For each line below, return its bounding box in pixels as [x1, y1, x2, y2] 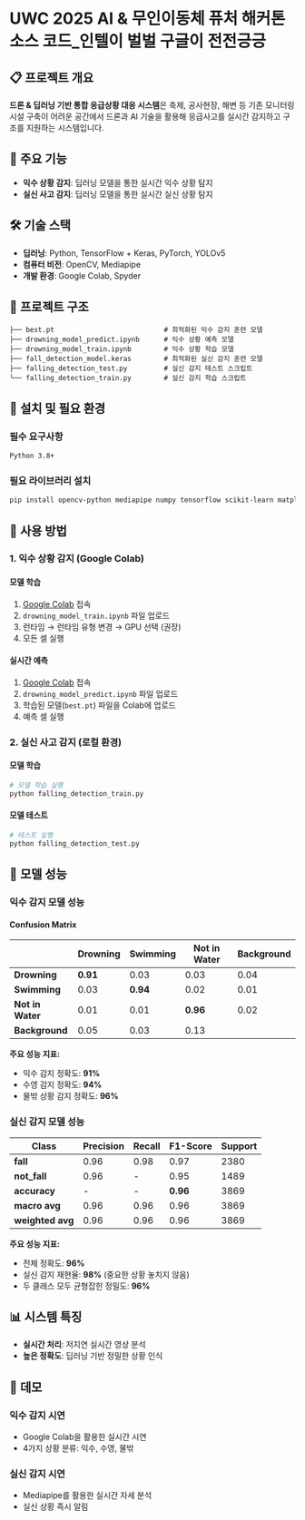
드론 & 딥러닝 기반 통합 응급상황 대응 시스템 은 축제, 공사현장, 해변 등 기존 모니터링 [9, 100, 295, 110]
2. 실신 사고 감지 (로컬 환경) [9, 736, 123, 749]
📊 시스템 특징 [9, 1309, 83, 1325]
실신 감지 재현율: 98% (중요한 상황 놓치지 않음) [22, 1269, 191, 1280]
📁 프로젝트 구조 [9, 299, 89, 315]
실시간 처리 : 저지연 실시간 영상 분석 [22, 1339, 147, 1350]
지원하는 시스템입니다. [25, 123, 104, 132]
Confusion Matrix [9, 918, 77, 930]
